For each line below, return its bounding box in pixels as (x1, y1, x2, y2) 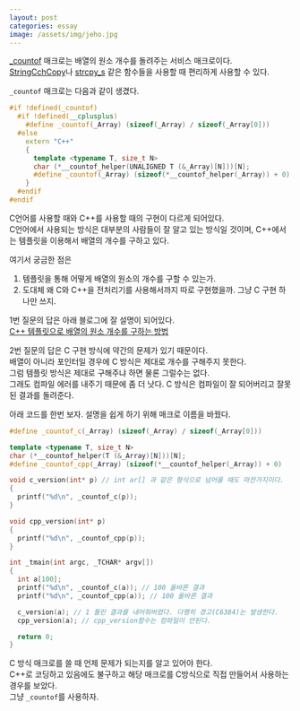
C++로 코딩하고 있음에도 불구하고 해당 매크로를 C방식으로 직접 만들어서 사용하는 (9, 669, 289, 680)
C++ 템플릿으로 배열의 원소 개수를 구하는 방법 (9, 325, 169, 336)
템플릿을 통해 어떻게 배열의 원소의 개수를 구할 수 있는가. (21, 273, 217, 283)
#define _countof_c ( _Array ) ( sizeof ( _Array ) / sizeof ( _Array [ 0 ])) (9, 427, 262, 436)
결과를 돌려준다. (18, 389, 74, 400)
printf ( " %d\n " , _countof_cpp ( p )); (17, 533, 146, 542)
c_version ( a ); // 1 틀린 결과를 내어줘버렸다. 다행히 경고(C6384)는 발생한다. (17, 607, 279, 617)
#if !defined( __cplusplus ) (17, 112, 118, 121)
